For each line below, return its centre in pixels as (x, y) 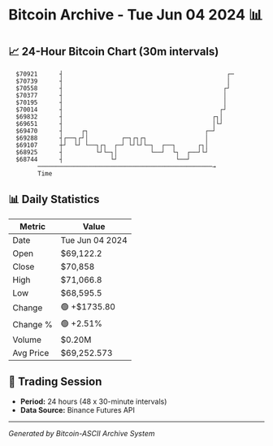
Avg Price (31, 353)
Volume (27, 340)
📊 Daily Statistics (54, 199)
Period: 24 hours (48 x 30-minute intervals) (93, 401)
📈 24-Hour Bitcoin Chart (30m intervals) (114, 52)
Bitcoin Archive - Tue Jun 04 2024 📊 (136, 15)
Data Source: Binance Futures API (78, 409)
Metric (33, 226)
